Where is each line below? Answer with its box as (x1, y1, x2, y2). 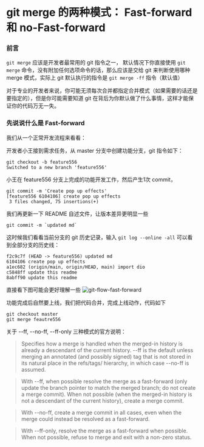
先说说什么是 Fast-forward (6, 119, 85, 128)
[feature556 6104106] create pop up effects (6, 193, 121, 199)
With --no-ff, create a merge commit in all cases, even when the (21, 409, 182, 416)
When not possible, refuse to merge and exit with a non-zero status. (21, 433, 192, 441)
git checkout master (6, 311, 59, 317)
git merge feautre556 (6, 316, 61, 322)
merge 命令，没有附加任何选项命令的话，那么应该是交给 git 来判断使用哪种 (6, 66, 191, 74)
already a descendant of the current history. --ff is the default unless (21, 346, 194, 353)
